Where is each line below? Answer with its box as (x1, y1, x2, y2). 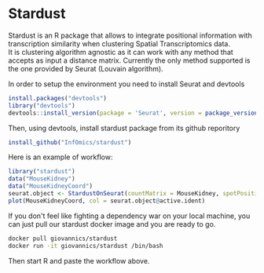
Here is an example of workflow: (8, 152, 113, 162)
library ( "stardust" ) (8, 168, 76, 176)
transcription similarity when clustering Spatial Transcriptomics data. (8, 38, 230, 48)
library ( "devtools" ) (8, 101, 76, 110)
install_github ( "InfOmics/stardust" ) (8, 138, 132, 146)
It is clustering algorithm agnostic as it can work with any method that (8, 47, 233, 56)
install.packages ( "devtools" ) (8, 94, 108, 102)
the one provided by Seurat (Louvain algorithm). (8, 64, 163, 73)
